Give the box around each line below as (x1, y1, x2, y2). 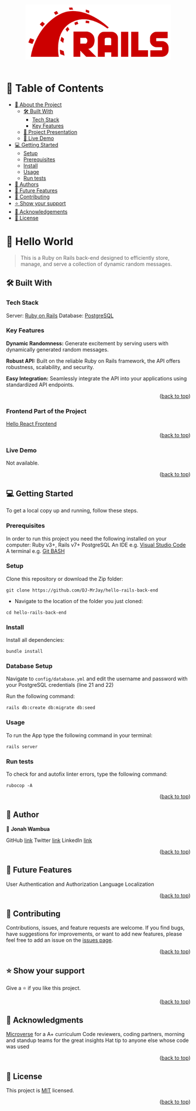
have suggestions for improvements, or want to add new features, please (6, 930, 183, 938)
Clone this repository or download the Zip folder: (6, 575, 123, 582)
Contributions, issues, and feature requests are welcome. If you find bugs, (6, 924, 185, 931)
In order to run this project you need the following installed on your (6, 535, 167, 542)
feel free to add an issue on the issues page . (6, 937, 114, 944)
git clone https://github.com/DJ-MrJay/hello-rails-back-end (6, 587, 159, 593)
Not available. (6, 459, 39, 467)
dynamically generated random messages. (6, 346, 109, 353)
